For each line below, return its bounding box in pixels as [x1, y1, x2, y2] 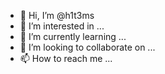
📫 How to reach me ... [19, 53, 113, 64]
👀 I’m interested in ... [19, 20, 105, 32]
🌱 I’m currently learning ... [19, 31, 127, 42]
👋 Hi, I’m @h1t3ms [19, 10, 95, 21]
